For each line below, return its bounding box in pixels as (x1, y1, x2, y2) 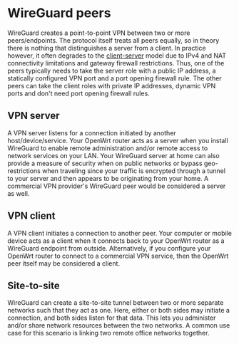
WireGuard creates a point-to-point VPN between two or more (7, 28, 190, 37)
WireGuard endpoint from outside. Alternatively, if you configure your (7, 244, 211, 252)
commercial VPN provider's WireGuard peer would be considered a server (7, 182, 226, 190)
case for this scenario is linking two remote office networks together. (7, 329, 210, 338)
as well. (7, 189, 30, 197)
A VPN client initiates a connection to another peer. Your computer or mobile (7, 229, 232, 237)
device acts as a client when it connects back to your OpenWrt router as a (7, 236, 225, 245)
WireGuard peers (7, 5, 111, 21)
